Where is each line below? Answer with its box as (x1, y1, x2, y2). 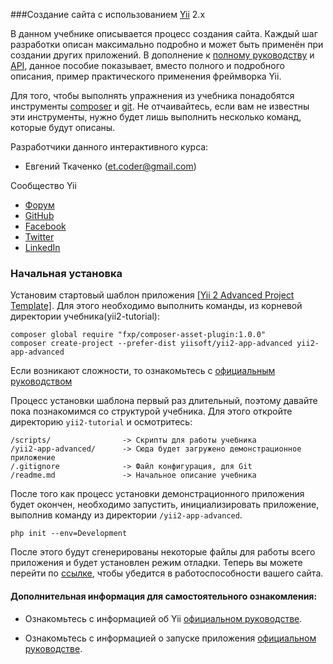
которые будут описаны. (10, 122, 116, 133)
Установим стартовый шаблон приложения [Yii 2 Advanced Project (10, 289, 295, 301)
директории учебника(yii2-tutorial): (10, 310, 160, 323)
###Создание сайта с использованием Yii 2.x (10, 9, 206, 20)
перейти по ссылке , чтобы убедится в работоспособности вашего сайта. (10, 567, 324, 579)
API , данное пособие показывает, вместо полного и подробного (10, 60, 285, 71)
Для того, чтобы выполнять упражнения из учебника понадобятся (10, 90, 295, 101)
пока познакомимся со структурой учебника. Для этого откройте (10, 405, 293, 418)
